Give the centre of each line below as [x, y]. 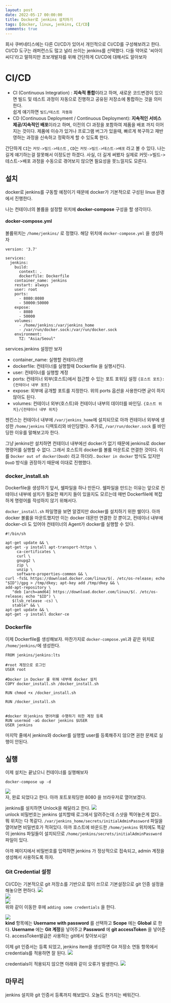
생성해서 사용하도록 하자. [30, 857]
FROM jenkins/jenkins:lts [33, 655]
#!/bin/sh [16, 534]
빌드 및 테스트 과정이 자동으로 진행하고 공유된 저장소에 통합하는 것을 [85, 99]
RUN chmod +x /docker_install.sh [41, 693]
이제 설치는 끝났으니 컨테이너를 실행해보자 [47, 773]
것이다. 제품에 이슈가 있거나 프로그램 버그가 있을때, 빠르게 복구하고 [88, 131]
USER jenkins [19, 725]
